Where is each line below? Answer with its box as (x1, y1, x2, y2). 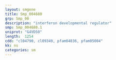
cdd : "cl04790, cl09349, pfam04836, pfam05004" (5, 39, 103, 44)
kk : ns (5, 43, 18, 48)
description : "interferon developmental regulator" (5, 20, 112, 26)
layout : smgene (5, 7, 36, 12)
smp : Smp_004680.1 (5, 25, 42, 30)
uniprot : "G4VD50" (5, 30, 42, 34)
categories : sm (5, 47, 36, 52)
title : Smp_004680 (5, 12, 42, 16)
